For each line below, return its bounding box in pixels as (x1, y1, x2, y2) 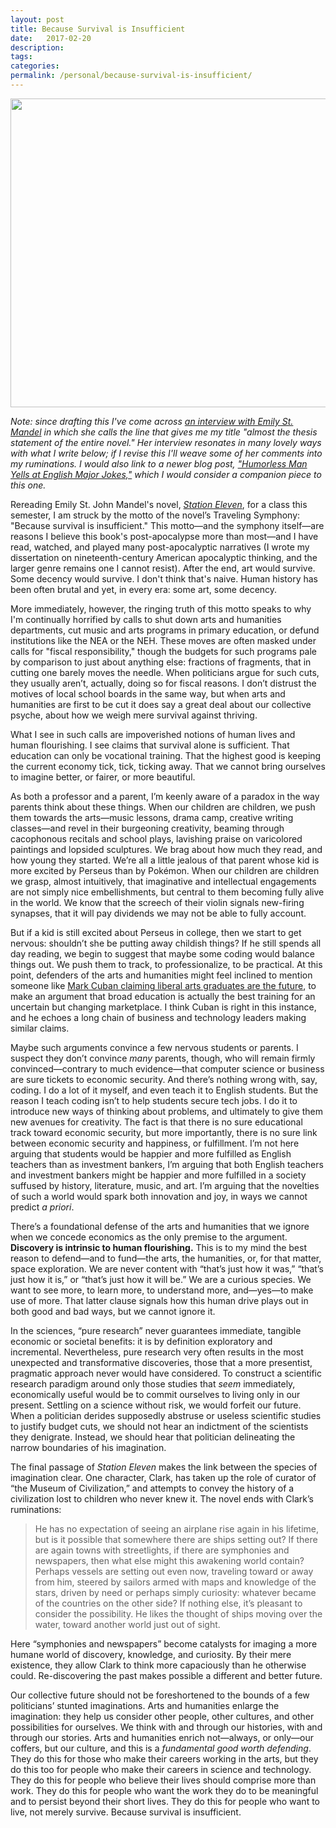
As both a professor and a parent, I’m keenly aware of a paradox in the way (10, 790, 320, 802)
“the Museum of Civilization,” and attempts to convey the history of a (10, 1482, 295, 1494)
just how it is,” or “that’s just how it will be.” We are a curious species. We (10, 1273, 312, 1285)
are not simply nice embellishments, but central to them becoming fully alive (10, 886, 325, 898)
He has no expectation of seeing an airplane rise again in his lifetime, (34, 1522, 320, 1535)
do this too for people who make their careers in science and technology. (10, 1763, 312, 1775)
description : (10, 42, 65, 53)
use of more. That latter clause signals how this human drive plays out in (10, 1294, 309, 1306)
